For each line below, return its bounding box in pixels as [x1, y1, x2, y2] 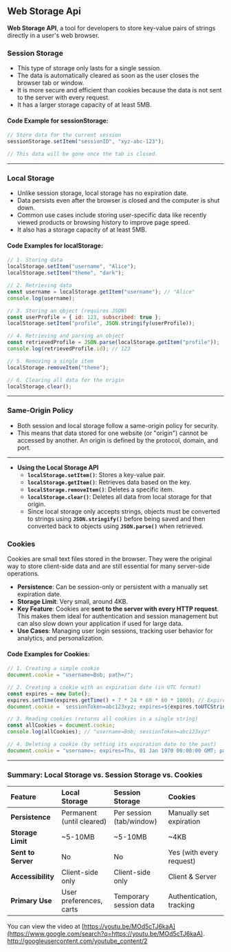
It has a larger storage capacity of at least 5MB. [16, 101, 152, 109]
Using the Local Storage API [16, 463, 99, 472]
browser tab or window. [16, 79, 85, 87]
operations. [7, 569, 40, 578]
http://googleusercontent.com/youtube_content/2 [7, 937, 148, 945]
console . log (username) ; [7, 294, 76, 302]
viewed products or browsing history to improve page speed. [16, 219, 190, 227]
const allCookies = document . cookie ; [7, 722, 115, 729]
